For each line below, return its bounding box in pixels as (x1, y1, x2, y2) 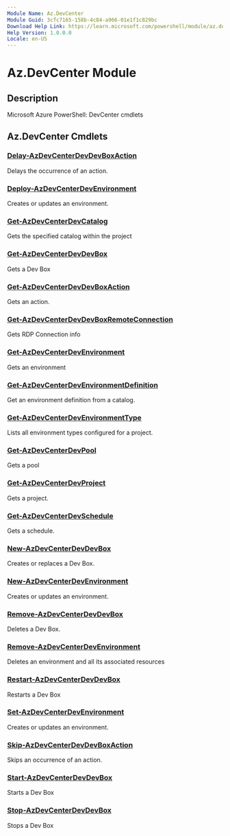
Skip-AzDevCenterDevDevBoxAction (7, 740, 133, 750)
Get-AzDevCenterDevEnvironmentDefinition (7, 380, 159, 390)
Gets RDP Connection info (7, 330, 81, 338)
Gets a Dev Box (7, 265, 51, 273)
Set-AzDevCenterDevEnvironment (7, 708, 125, 717)
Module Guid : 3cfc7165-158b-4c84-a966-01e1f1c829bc (7, 16, 157, 23)
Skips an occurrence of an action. (7, 756, 103, 764)
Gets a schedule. (7, 526, 55, 535)
